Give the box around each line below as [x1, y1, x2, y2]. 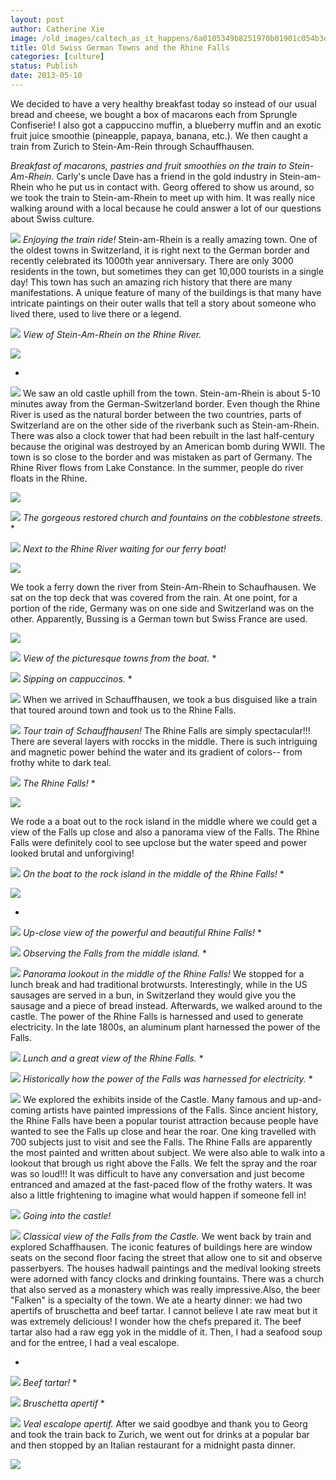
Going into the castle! [22, 1209, 112, 1221]
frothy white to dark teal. [10, 756, 112, 768]
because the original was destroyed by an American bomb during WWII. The [10, 440, 326, 452]
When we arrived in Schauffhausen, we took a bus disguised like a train [22, 693, 318, 705]
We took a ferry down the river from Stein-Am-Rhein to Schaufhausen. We [10, 581, 317, 593]
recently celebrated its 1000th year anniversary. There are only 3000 [10, 254, 294, 266]
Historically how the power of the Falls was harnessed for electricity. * [22, 1072, 313, 1085]
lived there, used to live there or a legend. [10, 307, 182, 320]
